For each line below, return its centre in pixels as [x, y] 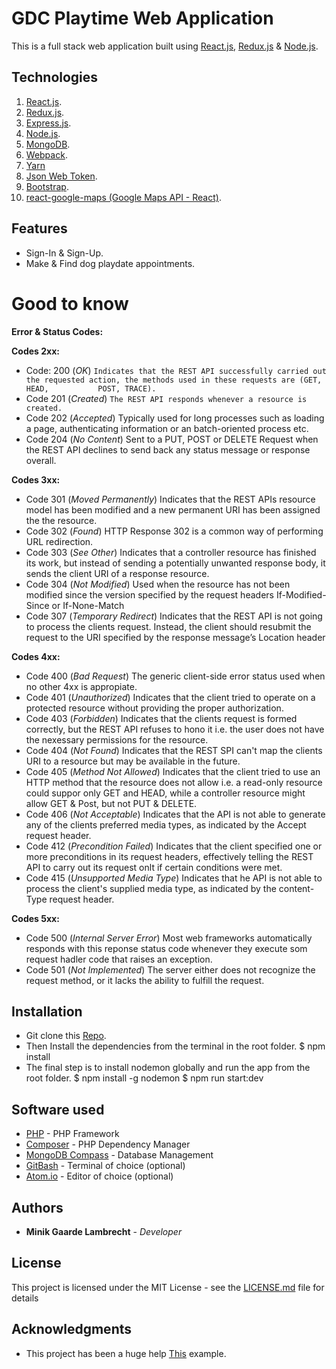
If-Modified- [301, 594]
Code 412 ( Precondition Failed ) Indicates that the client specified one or [174, 846]
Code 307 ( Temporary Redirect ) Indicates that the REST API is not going [174, 616]
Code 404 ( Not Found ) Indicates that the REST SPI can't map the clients [174, 750]
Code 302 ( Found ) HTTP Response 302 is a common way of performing [174, 531]
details [25, 1298]
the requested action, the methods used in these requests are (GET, [174, 380]
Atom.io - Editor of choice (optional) [99, 1176]
